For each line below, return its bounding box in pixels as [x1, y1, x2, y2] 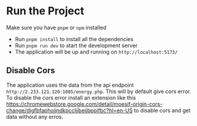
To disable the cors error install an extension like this [6, 94, 137, 101]
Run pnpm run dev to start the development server [14, 42, 138, 49]
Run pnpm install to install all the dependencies [14, 35, 134, 42]
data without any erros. [6, 113, 64, 120]
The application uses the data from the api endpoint [6, 81, 134, 88]
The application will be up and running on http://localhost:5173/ [14, 48, 178, 55]
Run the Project [6, 4, 84, 18]
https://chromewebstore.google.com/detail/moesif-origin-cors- [6, 100, 163, 107]
